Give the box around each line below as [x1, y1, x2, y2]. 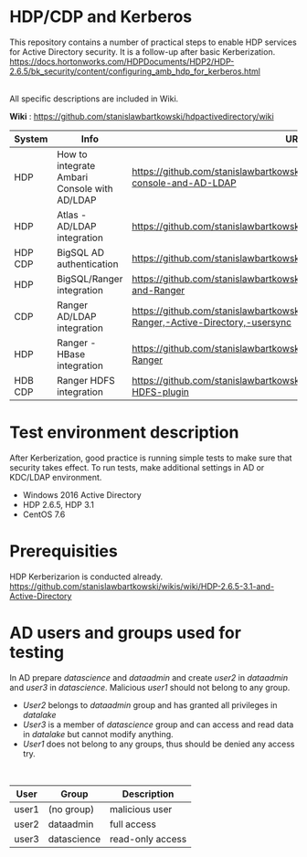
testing [9, 642, 65, 662]
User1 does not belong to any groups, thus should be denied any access [22, 738, 295, 749]
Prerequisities [9, 541, 119, 562]
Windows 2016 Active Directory [22, 489, 142, 500]
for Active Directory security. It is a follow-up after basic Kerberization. [9, 46, 276, 57]
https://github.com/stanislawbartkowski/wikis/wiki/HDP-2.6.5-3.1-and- [9, 580, 275, 591]
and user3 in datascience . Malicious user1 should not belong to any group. [9, 682, 291, 693]
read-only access [109, 832, 187, 845]
